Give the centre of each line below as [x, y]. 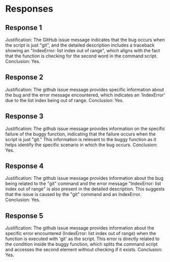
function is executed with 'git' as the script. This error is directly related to [82, 239]
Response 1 [24, 28]
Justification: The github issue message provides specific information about [84, 89]
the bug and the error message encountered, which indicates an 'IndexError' [85, 95]
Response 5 [24, 216]
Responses [29, 9]
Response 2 [24, 77]
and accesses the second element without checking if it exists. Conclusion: [84, 250]
